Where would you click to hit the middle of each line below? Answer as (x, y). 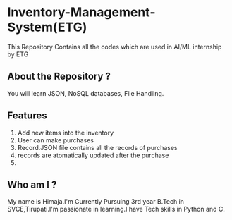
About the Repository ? (59, 77)
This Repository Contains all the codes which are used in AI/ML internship (115, 47)
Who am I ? (32, 184)
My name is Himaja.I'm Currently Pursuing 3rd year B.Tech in (96, 202)
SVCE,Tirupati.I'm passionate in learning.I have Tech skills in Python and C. (116, 209)
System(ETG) (47, 27)
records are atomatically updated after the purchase (93, 155)
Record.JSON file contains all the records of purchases (97, 147)
